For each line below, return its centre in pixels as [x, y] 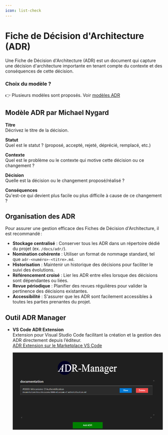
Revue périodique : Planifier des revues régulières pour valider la [80, 286]
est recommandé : [24, 234]
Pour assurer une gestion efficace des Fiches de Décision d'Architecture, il [82, 228]
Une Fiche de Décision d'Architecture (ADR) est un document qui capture [80, 60]
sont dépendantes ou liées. [40, 280]
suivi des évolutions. [33, 270]
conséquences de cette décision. [39, 71]
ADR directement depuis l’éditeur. [47, 340]
